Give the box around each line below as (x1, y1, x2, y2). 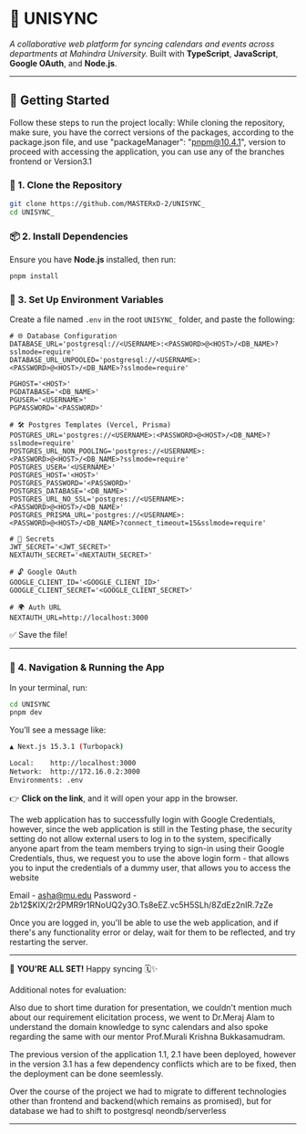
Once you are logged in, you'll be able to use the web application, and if (9, 917, 280, 928)
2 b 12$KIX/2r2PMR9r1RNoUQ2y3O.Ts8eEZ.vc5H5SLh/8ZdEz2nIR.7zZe (9, 899, 274, 910)
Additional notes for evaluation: (9, 984, 127, 995)
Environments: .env (9, 775, 84, 785)
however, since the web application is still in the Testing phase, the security (9, 823, 293, 834)
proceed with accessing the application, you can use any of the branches (9, 146, 285, 157)
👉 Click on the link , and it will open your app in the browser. (9, 793, 239, 804)
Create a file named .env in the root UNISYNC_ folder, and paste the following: (9, 314, 296, 325)
